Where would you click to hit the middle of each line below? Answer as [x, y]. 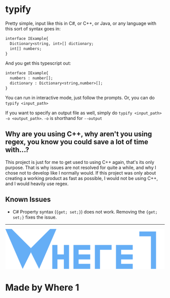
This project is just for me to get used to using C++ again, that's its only [80, 162]
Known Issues [28, 200]
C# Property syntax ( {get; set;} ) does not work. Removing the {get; [85, 211]
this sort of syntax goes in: [33, 28]
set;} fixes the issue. [35, 217]
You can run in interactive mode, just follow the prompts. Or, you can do [80, 98]
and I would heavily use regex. [37, 184]
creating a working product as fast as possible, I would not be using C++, [82, 178]
